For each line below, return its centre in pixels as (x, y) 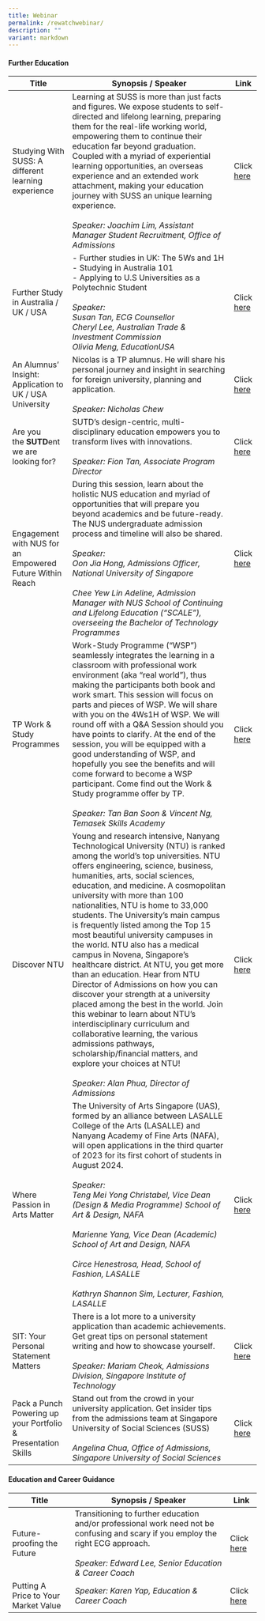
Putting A (29, 1585)
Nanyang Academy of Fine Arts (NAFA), (146, 1135)
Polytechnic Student (110, 288)
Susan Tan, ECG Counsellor (123, 317)
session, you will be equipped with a (139, 744)
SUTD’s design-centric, (116, 422)
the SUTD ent (36, 442)
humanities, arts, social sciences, (133, 876)
